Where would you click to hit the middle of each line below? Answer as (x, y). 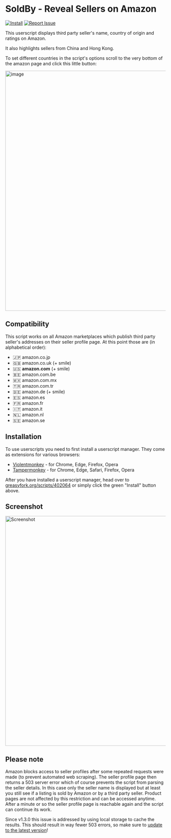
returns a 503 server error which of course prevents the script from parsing (84, 782)
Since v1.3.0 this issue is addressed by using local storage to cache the (80, 820)
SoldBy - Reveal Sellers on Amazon (81, 9)
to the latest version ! (27, 830)
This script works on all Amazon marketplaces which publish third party (80, 336)
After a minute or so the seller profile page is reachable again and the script (84, 804)
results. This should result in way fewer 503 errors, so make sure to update (84, 825)
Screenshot (24, 506)
